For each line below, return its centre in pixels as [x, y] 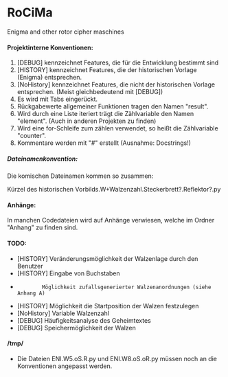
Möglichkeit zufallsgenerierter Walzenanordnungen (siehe [127, 287]
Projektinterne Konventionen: [50, 47]
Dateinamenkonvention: [43, 159]
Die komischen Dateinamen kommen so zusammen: [80, 176]
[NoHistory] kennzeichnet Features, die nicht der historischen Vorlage [116, 84]
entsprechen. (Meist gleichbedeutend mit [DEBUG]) [90, 92]
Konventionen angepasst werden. [65, 366]
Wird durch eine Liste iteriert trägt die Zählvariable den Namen [105, 114]
